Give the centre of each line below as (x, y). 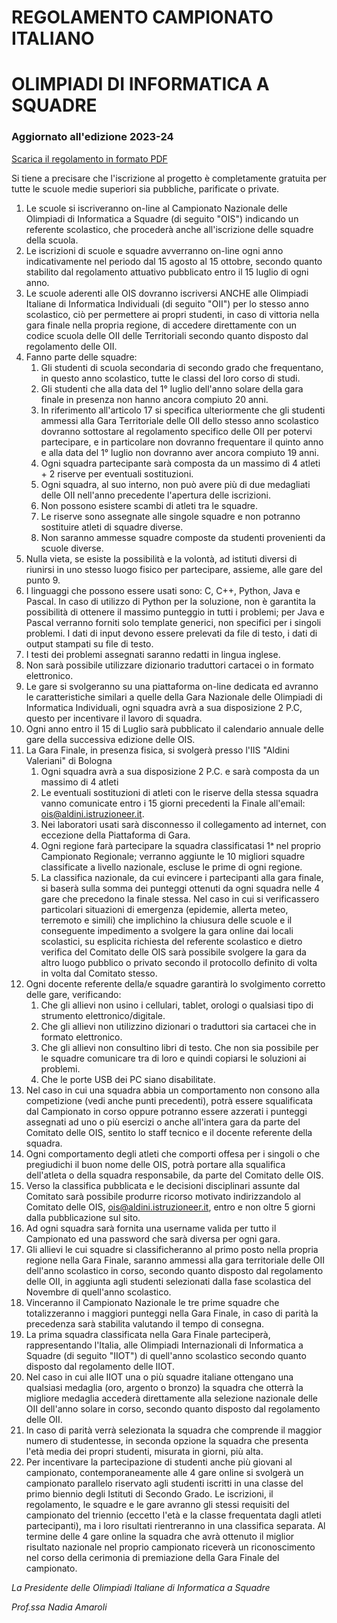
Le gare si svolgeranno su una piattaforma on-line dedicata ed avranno (172, 686)
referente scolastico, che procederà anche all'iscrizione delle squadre (169, 229)
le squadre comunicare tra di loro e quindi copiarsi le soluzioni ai (173, 1058)
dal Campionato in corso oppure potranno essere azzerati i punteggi (166, 1111)
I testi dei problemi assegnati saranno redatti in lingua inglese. (153, 654)
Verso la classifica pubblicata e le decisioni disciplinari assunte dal (163, 1185)
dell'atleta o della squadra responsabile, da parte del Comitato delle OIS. (174, 1175)
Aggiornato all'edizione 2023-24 (92, 137)
